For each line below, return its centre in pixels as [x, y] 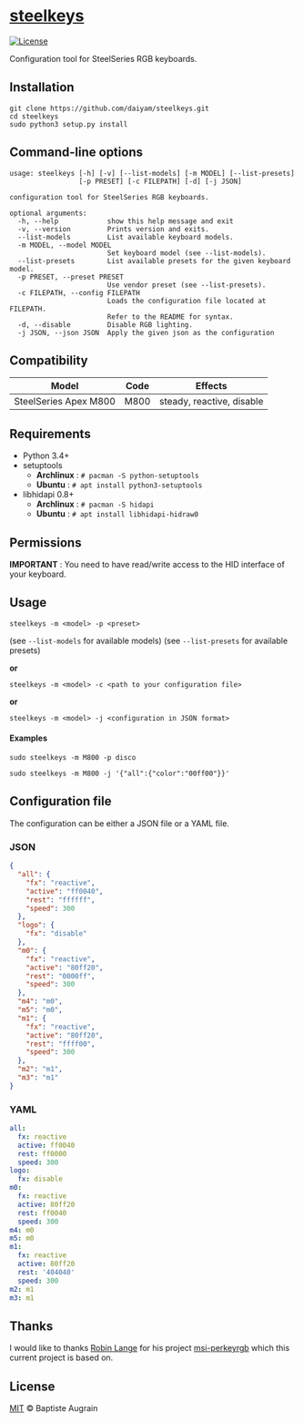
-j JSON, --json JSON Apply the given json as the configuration [146, 333]
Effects [211, 386]
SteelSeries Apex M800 [65, 402]
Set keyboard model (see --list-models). [187, 253]
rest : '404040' [46, 1272]
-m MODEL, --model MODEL [65, 245]
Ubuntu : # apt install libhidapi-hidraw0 [117, 514]
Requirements [50, 434]
